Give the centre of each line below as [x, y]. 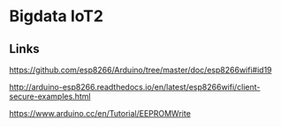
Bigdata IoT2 [57, 16]
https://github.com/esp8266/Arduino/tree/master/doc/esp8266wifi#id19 [140, 70]
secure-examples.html [50, 96]
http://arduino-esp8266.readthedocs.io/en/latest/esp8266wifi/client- [135, 87]
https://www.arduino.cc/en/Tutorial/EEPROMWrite [100, 113]
